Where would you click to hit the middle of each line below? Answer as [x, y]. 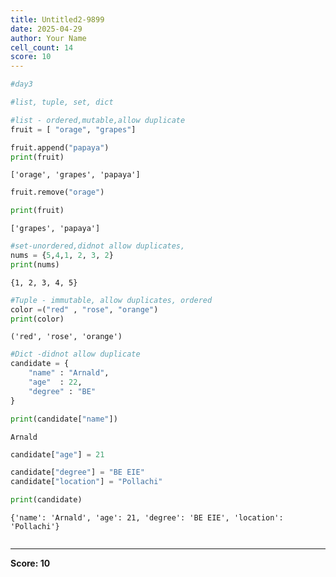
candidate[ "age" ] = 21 [57, 454]
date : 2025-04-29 [46, 29]
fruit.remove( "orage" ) [57, 192]
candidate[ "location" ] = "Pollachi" [86, 482]
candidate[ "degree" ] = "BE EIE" [77, 472]
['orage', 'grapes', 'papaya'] [75, 175]
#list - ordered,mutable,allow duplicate [98, 120]
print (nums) [35, 264]
